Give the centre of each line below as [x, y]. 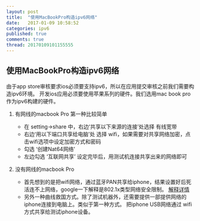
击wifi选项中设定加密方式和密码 [63, 142]
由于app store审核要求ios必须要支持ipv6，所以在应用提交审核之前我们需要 [98, 86]
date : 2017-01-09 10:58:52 [43, 23]
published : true [26, 34]
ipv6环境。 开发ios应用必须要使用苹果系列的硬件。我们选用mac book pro [101, 94]
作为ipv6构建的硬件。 [33, 101]
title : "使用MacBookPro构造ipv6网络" [52, 17]
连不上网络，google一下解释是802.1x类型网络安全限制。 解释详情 [109, 189]
